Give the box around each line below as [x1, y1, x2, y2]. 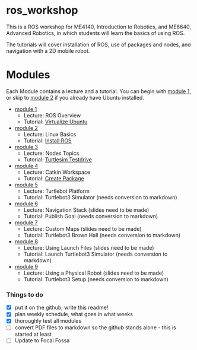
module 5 [14, 181, 39, 188]
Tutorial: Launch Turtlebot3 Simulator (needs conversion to [23, 250, 168, 257]
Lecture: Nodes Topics [23, 149, 80, 157]
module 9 [14, 263, 39, 270]
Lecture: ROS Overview [23, 112, 81, 119]
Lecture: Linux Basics [23, 131, 77, 138]
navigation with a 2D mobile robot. [6, 47, 90, 54]
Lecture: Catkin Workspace [23, 168, 91, 176]
